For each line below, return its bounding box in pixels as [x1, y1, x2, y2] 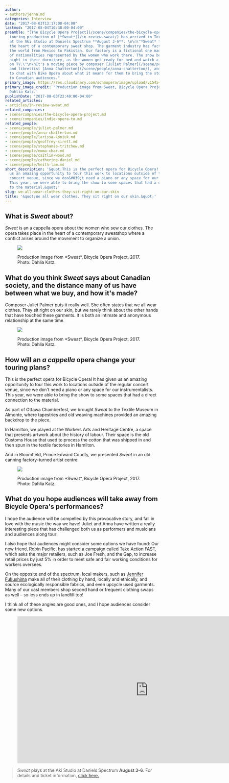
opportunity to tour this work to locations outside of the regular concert [5, 381, 149, 387]
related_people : [5, 121, 38, 126]
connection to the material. [5, 397, 60, 403]
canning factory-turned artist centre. [5, 457, 79, 463]
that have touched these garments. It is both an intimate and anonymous [5, 312, 151, 318]
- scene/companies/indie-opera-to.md [5, 116, 82, 122]
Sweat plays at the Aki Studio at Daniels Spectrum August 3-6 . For [17, 767, 153, 773]
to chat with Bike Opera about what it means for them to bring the [9, 71, 152, 76]
